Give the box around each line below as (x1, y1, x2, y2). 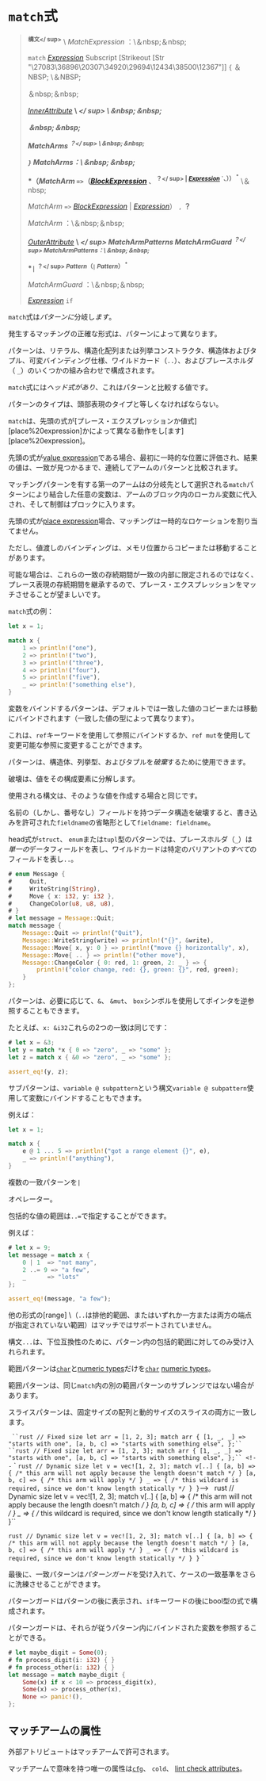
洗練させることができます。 (14, 1580, 105, 1589)
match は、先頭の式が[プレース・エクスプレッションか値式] (8, 416, 197, 426)
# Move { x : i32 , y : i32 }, (8, 892, 115, 900)
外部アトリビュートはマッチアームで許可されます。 (8, 1746, 174, 1756)
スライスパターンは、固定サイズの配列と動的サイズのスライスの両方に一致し (8, 1408, 257, 1417)
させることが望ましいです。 (14, 590, 105, 599)
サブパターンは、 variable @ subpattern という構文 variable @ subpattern (8, 1083, 247, 1093)
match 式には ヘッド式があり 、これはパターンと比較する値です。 (8, 382, 212, 393)
